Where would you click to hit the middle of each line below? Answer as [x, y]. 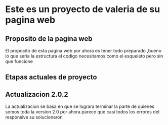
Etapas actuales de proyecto [51, 77]
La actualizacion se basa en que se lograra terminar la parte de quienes [80, 106]
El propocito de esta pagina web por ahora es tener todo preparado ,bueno [83, 51]
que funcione [19, 61]
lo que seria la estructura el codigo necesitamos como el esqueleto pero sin [84, 56]
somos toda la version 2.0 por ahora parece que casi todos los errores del [82, 112]
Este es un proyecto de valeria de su [83, 9]
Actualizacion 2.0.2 [37, 94]
